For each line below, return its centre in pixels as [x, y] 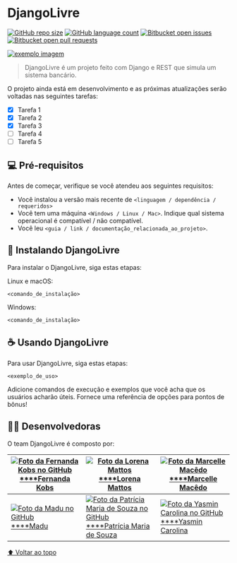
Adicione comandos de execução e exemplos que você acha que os [107, 389]
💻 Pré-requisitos [45, 165]
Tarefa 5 [30, 142]
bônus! [17, 404]
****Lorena [120, 478]
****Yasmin [182, 521]
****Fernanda [45, 478]
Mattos [120, 487]
